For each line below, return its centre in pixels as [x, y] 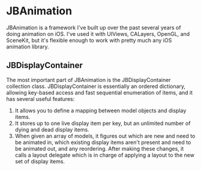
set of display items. [40, 161]
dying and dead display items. [52, 129]
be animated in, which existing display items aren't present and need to [103, 142]
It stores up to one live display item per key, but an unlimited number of [103, 123]
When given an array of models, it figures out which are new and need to [105, 136]
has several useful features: [40, 99]
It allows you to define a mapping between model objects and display [100, 110]
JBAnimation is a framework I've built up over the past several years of [94, 28]
